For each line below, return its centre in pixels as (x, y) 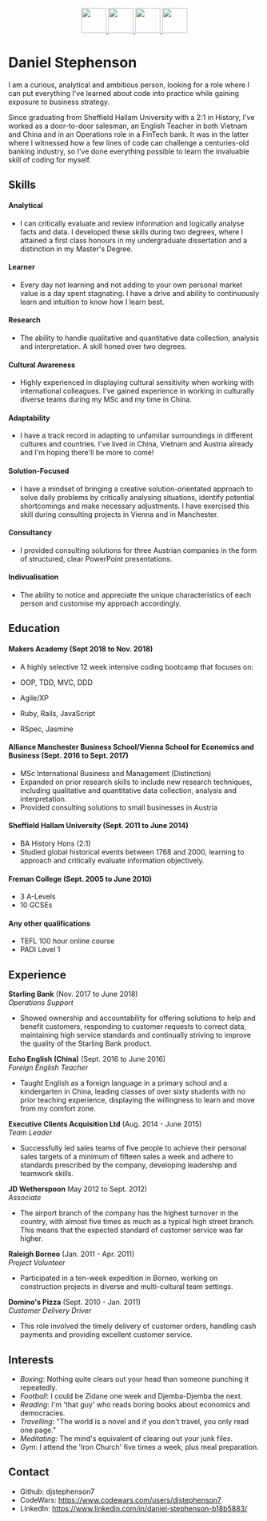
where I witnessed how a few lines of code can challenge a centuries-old (129, 142)
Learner (22, 267)
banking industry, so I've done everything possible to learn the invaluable (129, 151)
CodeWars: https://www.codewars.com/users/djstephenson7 (121, 1499)
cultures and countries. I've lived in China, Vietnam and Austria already (137, 444)
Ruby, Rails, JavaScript (58, 713)
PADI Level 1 (40, 950)
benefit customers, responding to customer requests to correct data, (133, 1027)
